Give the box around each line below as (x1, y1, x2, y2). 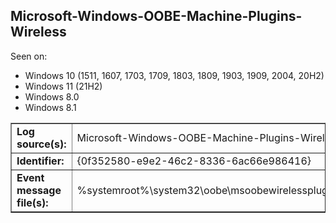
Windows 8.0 (24, 90, 80, 103)
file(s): (16, 195, 49, 209)
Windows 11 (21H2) (24, 80, 103, 92)
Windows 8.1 (24, 101, 77, 113)
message (16, 183, 62, 197)
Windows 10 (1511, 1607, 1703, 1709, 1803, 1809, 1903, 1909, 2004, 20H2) (24, 69, 325, 81)
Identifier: (16, 154, 65, 168)
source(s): (16, 137, 67, 151)
